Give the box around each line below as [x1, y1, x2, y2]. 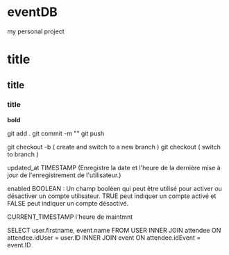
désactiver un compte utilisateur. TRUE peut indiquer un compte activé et [7, 192, 217, 200]
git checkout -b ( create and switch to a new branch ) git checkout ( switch [7, 142, 221, 151]
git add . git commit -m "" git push [7, 129, 105, 138]
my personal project [7, 27, 65, 35]
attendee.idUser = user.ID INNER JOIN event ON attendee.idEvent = [7, 233, 201, 242]
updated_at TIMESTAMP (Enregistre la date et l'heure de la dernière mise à [7, 163, 221, 172]
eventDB [7, 4, 58, 20]
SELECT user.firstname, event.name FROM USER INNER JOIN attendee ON [7, 226, 221, 234]
